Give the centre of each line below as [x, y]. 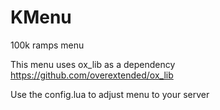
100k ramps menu [47, 45]
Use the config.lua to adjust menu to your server [110, 94]
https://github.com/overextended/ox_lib [92, 75]
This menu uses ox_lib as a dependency [93, 64]
